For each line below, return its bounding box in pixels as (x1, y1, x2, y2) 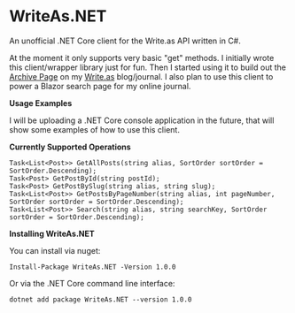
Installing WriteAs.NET (9, 228, 95, 239)
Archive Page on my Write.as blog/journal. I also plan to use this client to (9, 71, 274, 81)
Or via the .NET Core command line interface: (9, 278, 175, 288)
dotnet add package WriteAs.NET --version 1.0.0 (9, 294, 192, 304)
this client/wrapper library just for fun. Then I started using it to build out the (9, 62, 286, 73)
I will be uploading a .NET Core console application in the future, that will (9, 115, 275, 126)
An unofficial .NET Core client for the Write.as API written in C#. (9, 35, 242, 46)
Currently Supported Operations (9, 141, 131, 152)
